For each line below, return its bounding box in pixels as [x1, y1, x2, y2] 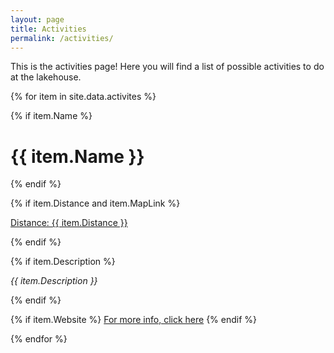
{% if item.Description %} [10, 256, 116, 268]
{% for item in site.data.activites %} [10, 91, 157, 103]
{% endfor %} [10, 333, 68, 345]
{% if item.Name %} [10, 110, 93, 122]
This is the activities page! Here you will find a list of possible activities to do [10, 61, 325, 73]
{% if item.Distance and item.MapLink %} [10, 197, 181, 210]
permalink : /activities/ [10, 33, 114, 43]
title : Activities [10, 24, 87, 34]
